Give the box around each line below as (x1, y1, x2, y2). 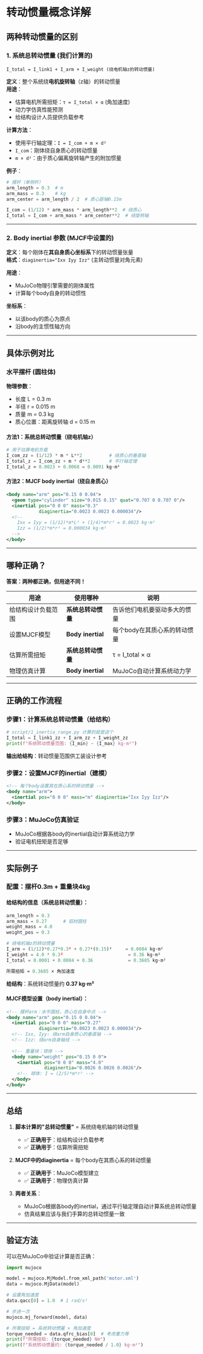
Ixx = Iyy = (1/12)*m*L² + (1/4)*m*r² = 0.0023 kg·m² (17, 520, 155, 526)
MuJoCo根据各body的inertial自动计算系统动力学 (14, 830, 135, 837)
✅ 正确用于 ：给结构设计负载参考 (24, 1136, 105, 1143)
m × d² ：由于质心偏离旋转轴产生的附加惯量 (14, 154, 122, 161)
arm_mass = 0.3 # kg (6, 190, 66, 197)
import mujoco (6, 1264, 42, 1270)
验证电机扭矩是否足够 (14, 838, 68, 845)
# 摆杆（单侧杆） (6, 179, 43, 185)
